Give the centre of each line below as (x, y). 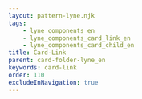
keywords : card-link (43, 68)
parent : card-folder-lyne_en (57, 61)
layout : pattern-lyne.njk (51, 16)
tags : (17, 23)
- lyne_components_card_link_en (77, 38)
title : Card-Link (37, 53)
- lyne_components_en (59, 30)
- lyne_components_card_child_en (79, 46)
